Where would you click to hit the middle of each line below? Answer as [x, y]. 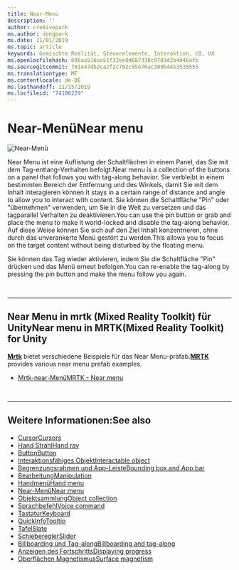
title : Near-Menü [33, 14]
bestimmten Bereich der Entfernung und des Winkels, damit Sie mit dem [113, 185]
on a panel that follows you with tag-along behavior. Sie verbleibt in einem [116, 177]
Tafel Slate [32, 528]
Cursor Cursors [39, 438]
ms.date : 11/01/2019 [38, 41]
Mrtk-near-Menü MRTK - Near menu [70, 377]
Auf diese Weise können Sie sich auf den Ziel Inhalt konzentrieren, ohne [113, 230]
